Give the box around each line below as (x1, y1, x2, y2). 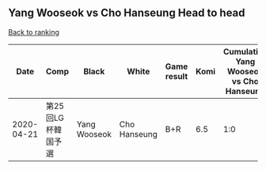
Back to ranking (8, 27, 59, 36)
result (165, 70, 188, 81)
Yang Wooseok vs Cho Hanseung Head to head (8, 6, 245, 20)
